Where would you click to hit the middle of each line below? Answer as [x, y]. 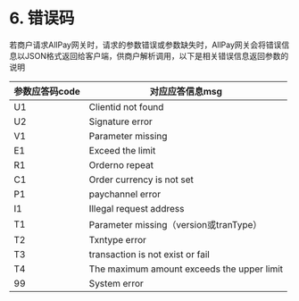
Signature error [121, 121]
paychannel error [125, 194]
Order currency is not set [141, 180]
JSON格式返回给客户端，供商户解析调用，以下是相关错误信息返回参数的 [157, 55]
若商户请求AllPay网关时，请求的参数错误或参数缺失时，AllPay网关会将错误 [145, 45]
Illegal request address [137, 208]
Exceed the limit [122, 150]
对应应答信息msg [186, 91]
